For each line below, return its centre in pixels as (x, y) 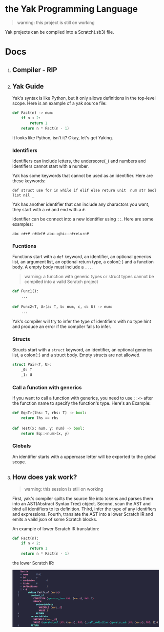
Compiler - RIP (35, 70)
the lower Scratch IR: (33, 563)
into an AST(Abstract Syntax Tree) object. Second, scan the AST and (81, 503)
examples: (22, 224)
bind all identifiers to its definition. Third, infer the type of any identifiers (84, 509)
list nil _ (23, 196)
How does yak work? (44, 477)
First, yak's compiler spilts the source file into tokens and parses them (82, 498)
